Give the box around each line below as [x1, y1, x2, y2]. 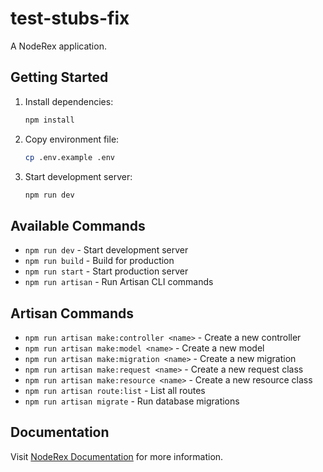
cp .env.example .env [24, 152, 115, 162]
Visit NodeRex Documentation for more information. [10, 450, 224, 462]
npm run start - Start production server [24, 265, 189, 277]
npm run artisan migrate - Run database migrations [24, 395, 240, 407]
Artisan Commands [10, 305, 135, 322]
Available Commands [10, 217, 146, 234]
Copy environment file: [24, 133, 120, 145]
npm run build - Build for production [24, 255, 175, 267]
